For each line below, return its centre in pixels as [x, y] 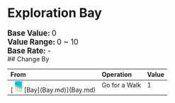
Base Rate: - [29, 51]
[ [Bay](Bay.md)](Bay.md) [53, 90]
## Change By [28, 59]
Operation [117, 75]
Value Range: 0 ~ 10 [43, 42]
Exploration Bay [55, 13]
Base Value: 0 [32, 33]
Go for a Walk [122, 85]
